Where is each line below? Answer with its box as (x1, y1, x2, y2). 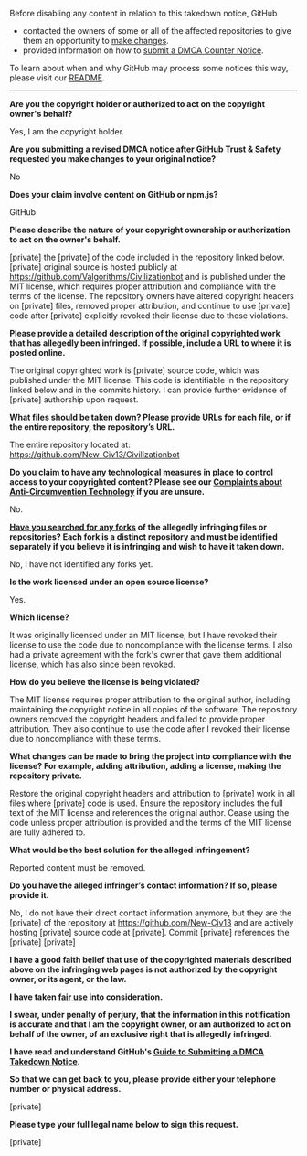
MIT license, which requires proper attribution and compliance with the (9, 281, 277, 292)
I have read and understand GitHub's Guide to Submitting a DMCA (9, 1046, 265, 1057)
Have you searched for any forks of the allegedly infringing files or (9, 521, 268, 532)
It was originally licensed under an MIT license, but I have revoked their (9, 630, 278, 640)
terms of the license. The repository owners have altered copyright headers (9, 291, 294, 301)
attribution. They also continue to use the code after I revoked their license (9, 723, 291, 734)
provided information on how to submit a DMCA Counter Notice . (22, 45, 264, 56)
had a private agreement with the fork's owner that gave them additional (9, 649, 281, 659)
